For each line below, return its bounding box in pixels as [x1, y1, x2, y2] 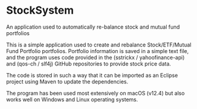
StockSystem [6, 4, 74, 17]
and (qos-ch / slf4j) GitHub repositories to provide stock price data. [6, 60, 171, 67]
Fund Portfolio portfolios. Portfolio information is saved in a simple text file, [6, 47, 189, 54]
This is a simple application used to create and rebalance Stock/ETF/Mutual [6, 41, 192, 48]
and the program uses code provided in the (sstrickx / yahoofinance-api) [6, 54, 185, 61]
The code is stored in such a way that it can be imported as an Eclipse [6, 71, 179, 79]
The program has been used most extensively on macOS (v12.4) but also [6, 89, 185, 96]
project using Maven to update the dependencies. [6, 78, 129, 85]
